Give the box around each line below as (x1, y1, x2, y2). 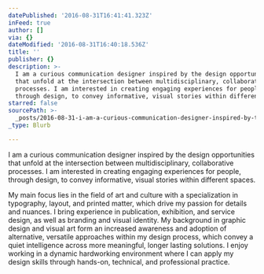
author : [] (8, 26, 44, 34)
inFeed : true (8, 19, 51, 27)
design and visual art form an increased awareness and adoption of (8, 224, 227, 233)
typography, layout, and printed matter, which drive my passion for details (8, 198, 247, 208)
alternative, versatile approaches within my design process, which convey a (8, 231, 254, 241)
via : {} (8, 33, 34, 42)
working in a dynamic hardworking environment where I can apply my (8, 249, 234, 258)
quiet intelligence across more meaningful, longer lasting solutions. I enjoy (8, 240, 249, 250)
